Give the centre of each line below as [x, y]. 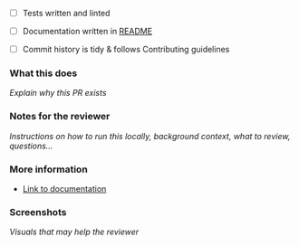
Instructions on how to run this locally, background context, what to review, [150, 136]
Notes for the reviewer [60, 117]
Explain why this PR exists [58, 93]
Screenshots [38, 212]
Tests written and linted [66, 13]
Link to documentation [64, 189]
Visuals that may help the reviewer [74, 232]
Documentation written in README [87, 32]
